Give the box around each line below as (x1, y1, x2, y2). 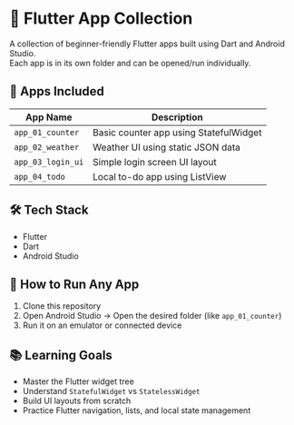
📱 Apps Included (9, 84, 104, 99)
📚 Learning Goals (9, 347, 113, 362)
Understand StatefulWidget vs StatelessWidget (22, 386, 201, 397)
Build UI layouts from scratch (22, 395, 132, 407)
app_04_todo (14, 172, 66, 182)
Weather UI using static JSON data (92, 141, 240, 153)
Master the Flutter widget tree (22, 376, 134, 387)
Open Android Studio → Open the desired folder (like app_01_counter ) (22, 311, 282, 321)
